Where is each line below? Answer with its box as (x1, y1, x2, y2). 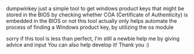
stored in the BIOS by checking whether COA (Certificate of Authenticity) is (6, 11, 188, 18)
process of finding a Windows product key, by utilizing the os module (6, 23, 174, 31)
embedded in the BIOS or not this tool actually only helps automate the (6, 18, 178, 24)
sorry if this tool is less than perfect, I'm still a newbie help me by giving (6, 35, 180, 42)
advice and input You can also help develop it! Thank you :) (6, 41, 149, 48)
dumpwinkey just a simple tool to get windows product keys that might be (6, 5, 185, 12)
